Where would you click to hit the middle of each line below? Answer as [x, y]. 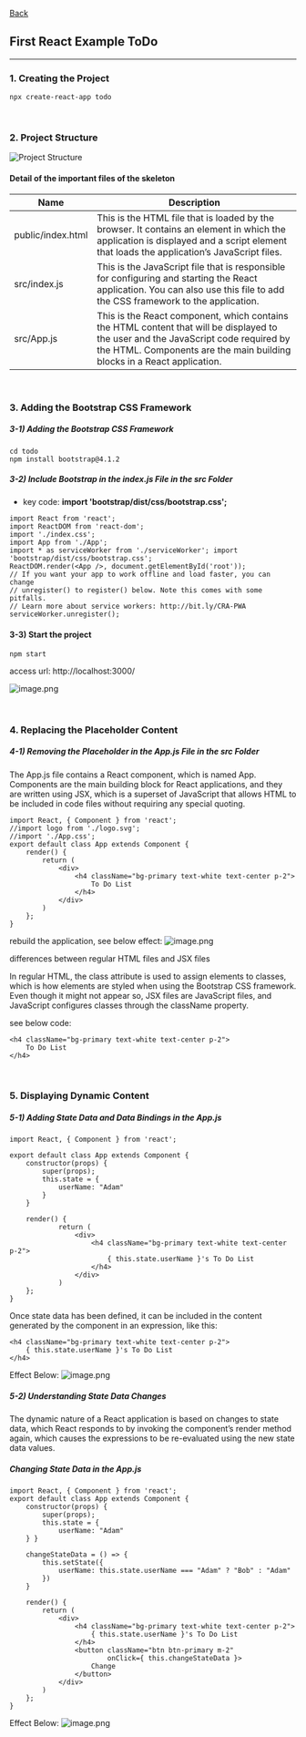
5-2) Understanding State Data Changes [88, 1396]
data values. [32, 1448]
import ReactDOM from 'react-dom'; [77, 527]
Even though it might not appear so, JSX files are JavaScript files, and [141, 995]
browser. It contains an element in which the [191, 229]
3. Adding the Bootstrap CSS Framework [101, 407]
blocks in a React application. [159, 361]
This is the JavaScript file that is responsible [191, 266]
